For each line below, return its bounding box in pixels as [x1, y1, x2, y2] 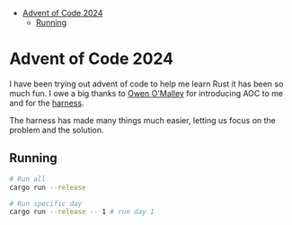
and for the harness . [9, 97, 84, 108]
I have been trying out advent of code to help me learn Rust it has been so [9, 78, 284, 89]
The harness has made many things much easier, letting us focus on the [9, 114, 277, 125]
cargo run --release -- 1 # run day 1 [9, 207, 155, 217]
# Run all [9, 175, 47, 184]
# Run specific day [9, 199, 83, 208]
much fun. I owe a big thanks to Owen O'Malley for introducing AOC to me [9, 87, 284, 98]
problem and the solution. [9, 124, 105, 135]
